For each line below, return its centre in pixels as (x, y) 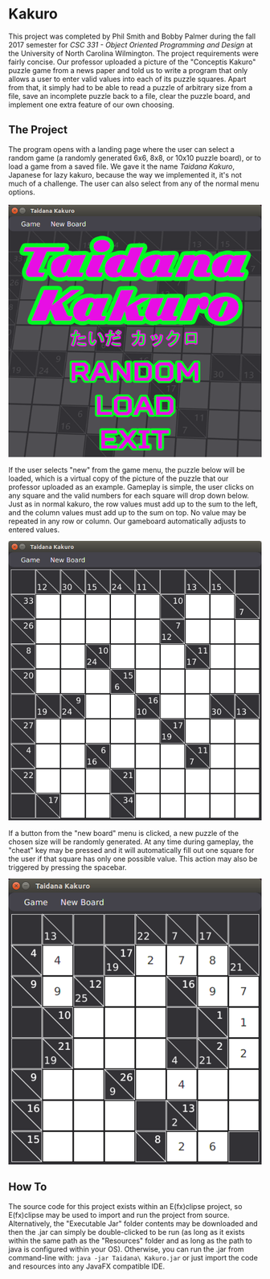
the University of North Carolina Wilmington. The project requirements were (133, 53)
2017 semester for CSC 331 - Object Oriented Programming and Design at (131, 44)
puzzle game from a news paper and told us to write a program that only (128, 70)
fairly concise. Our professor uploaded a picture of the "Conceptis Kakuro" (132, 62)
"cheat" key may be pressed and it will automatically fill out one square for (131, 851)
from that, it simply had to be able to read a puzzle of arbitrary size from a (131, 87)
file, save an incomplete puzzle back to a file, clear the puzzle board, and (129, 96)
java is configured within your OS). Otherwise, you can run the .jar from (126, 1249)
